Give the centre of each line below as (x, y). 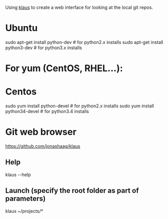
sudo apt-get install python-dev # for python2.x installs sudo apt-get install (84, 42)
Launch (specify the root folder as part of (72, 191)
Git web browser (41, 132)
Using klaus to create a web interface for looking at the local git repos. (79, 7)
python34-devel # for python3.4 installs (47, 112)
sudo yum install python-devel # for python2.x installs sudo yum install (80, 106)
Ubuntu (21, 28)
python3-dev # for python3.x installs (44, 48)
